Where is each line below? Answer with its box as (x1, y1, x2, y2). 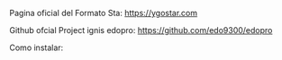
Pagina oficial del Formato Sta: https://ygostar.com (9, 8, 198, 18)
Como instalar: (9, 42, 64, 53)
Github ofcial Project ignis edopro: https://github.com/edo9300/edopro (9, 25, 273, 35)
